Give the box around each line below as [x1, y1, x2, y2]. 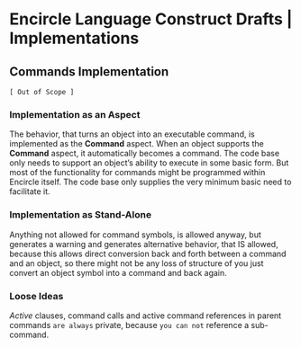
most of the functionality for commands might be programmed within [9, 167, 266, 178]
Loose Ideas [9, 289, 64, 302]
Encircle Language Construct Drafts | [9, 9, 293, 30]
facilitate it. [9, 186, 51, 197]
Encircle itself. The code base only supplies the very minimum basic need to [9, 176, 292, 188]
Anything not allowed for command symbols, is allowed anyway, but [9, 229, 261, 240]
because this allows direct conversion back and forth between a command [9, 248, 287, 259]
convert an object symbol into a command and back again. [9, 267, 227, 278]
